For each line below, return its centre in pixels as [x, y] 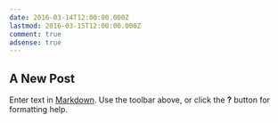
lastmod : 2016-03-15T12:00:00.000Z [75, 26]
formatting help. [39, 110]
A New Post [42, 78]
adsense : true [36, 42]
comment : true [36, 34]
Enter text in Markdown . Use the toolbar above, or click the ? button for [139, 100]
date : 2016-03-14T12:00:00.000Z [69, 17]
